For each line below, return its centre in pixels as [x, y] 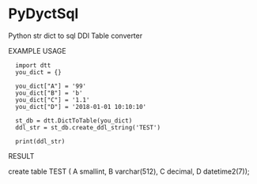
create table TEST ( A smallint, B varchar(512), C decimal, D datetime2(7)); [129, 171]
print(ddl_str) [40, 141]
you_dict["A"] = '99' [51, 86]
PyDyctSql [43, 14]
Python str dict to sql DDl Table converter [76, 36]
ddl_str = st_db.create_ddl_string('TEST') [88, 127]
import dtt [33, 65]
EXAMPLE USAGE [37, 51]
